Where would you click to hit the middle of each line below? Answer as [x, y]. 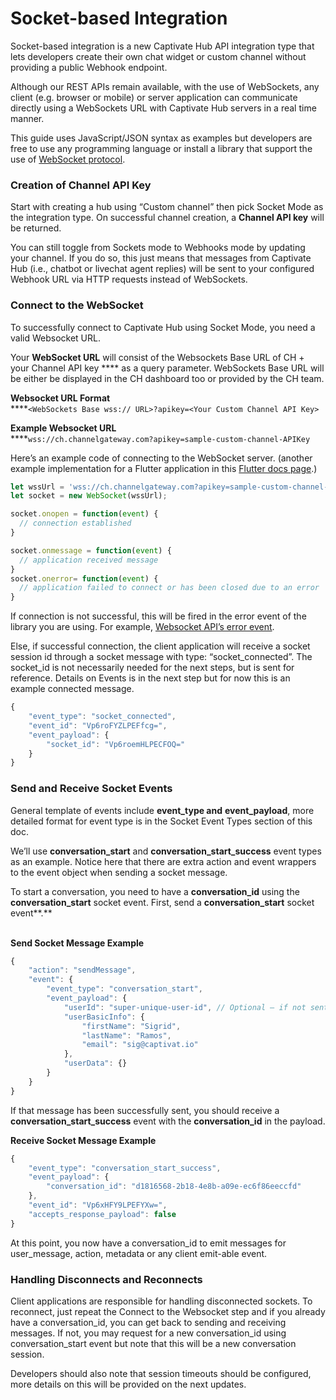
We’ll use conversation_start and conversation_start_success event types [166, 851]
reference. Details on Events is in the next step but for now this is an [150, 678]
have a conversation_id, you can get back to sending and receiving [148, 1322]
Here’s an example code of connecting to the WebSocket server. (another [161, 458]
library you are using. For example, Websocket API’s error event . [142, 627]
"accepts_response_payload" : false [102, 1214]
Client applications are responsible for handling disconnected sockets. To [161, 1301]
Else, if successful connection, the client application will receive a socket [160, 646]
